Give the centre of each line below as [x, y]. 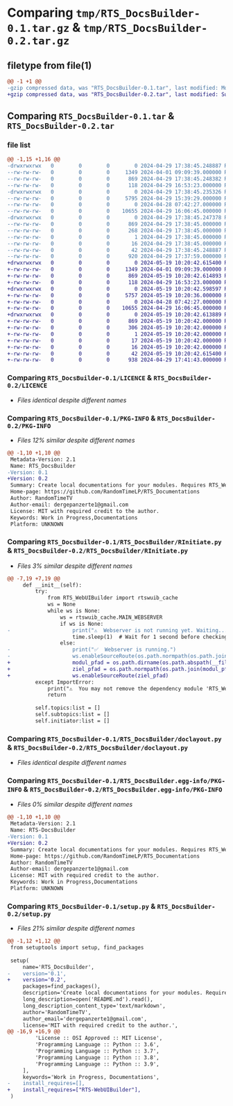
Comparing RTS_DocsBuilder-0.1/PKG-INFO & [81, 418]
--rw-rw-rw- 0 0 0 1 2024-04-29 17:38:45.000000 [114, 237]
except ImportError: [65, 682]
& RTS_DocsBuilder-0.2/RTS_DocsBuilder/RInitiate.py [98, 551]
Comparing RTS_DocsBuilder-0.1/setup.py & [81, 906]
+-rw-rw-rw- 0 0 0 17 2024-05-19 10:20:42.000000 [114, 340]
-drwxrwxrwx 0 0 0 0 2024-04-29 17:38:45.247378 [114, 218]
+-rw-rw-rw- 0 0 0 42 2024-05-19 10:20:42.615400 [114, 354]
